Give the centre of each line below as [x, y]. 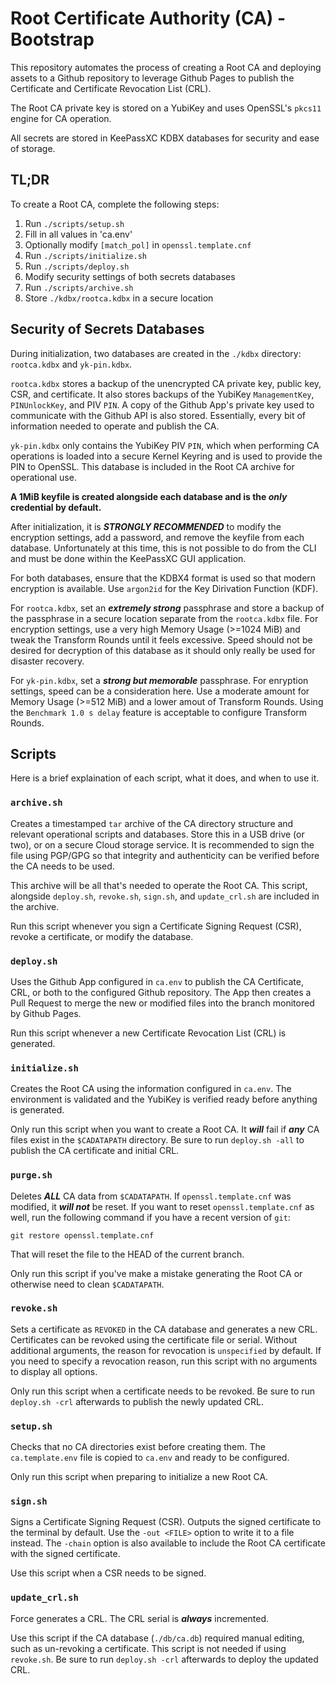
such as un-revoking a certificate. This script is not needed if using [148, 1648]
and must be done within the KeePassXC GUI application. [128, 558]
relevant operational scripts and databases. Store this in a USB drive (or [157, 834]
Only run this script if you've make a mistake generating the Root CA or [156, 1273]
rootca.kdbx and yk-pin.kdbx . [71, 364]
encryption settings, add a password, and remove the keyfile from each [157, 537]
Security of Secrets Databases [107, 329]
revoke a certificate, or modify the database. [102, 936]
